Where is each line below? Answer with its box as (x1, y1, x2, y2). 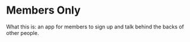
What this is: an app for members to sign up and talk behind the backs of (6, 23, 184, 30)
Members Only (6, 4, 81, 17)
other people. (6, 29, 39, 36)
